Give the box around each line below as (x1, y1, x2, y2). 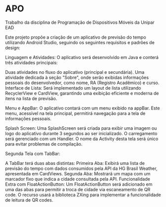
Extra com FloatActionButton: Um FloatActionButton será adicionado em (5, 181, 153, 187)
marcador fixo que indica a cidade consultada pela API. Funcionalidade (5, 176, 150, 182)
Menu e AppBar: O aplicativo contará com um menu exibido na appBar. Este (5, 105, 160, 111)
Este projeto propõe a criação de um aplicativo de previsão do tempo (5, 34, 146, 40)
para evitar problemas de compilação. (5, 141, 83, 147)
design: (5, 45, 21, 51)
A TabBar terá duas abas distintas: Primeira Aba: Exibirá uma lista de (5, 160, 145, 166)
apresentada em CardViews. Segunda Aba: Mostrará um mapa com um (5, 170, 151, 176)
